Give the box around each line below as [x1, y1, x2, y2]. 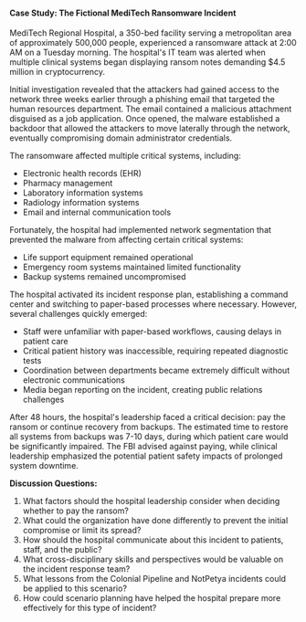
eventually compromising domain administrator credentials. [9, 132, 233, 143]
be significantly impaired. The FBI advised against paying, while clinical [9, 441, 278, 452]
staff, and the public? [22, 544, 102, 555]
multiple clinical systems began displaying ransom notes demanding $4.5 [9, 57, 286, 68]
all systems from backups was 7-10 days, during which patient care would [9, 431, 289, 442]
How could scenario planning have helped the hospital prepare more [22, 593, 281, 604]
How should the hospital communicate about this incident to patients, [22, 534, 284, 545]
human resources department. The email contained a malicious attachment [9, 103, 292, 114]
